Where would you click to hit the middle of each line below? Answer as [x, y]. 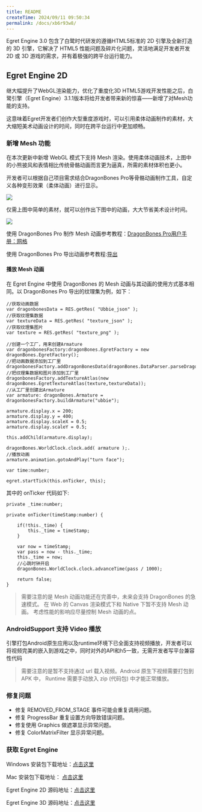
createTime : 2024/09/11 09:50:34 [48, 18]
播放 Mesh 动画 [25, 269]
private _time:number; [35, 504]
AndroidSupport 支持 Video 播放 [54, 628]
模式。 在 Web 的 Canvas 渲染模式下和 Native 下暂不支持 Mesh [104, 604]
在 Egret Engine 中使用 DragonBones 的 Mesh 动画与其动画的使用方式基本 [98, 284]
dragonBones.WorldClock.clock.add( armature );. [68, 448]
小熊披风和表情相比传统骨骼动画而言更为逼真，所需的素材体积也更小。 [98, 165]
